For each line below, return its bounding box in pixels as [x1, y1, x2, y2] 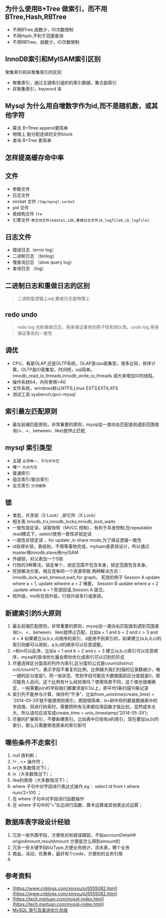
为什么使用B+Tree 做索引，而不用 [5, 4, 108, 13]
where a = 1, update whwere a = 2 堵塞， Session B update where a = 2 [12, 581, 159, 587]
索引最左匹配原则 [5, 407, 57, 416]
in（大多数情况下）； [12, 771, 54, 777]
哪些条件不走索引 [5, 738, 57, 747]
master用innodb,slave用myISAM [12, 550, 78, 556]
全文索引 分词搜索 [12, 482, 46, 488]
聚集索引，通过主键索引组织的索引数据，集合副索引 [12, 79, 117, 85]
